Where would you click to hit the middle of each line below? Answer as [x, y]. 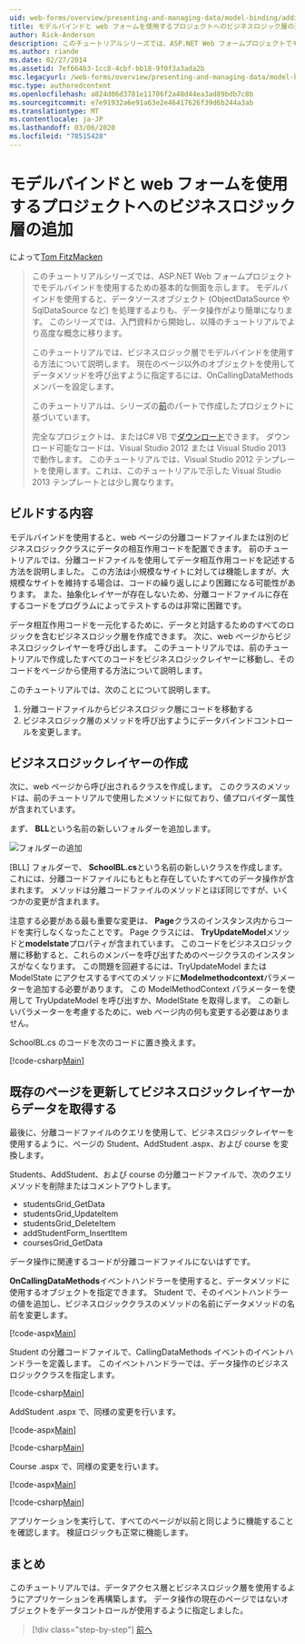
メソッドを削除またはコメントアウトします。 [93, 1186]
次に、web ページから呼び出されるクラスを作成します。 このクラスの [138, 786]
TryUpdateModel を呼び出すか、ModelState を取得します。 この [154, 1000]
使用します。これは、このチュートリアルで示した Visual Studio [164, 471]
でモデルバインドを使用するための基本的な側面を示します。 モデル [156, 287]
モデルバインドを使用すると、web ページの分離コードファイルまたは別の [146, 537]
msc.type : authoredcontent [60, 86]
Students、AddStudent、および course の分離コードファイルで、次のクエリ [151, 1174]
